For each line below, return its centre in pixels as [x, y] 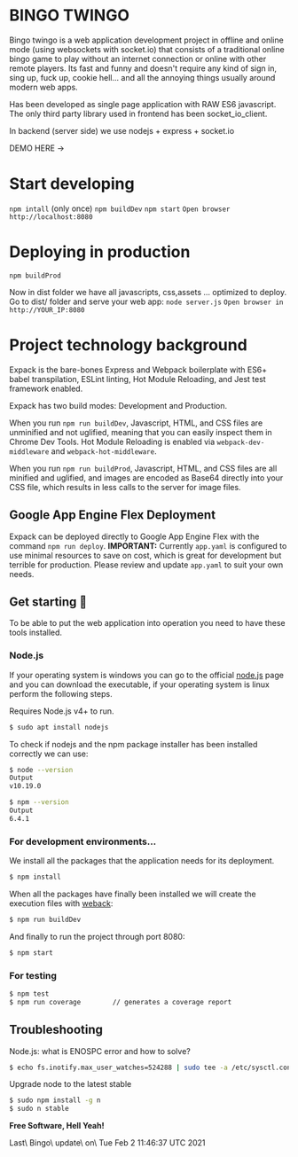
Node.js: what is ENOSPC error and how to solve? [100, 1051]
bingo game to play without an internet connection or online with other [138, 59]
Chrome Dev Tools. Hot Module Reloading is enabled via [112, 442]
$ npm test [29, 994]
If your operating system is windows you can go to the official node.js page [146, 675]
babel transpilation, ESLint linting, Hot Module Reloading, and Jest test [137, 379]
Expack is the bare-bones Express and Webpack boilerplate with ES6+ [138, 370]
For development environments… [83, 841]
